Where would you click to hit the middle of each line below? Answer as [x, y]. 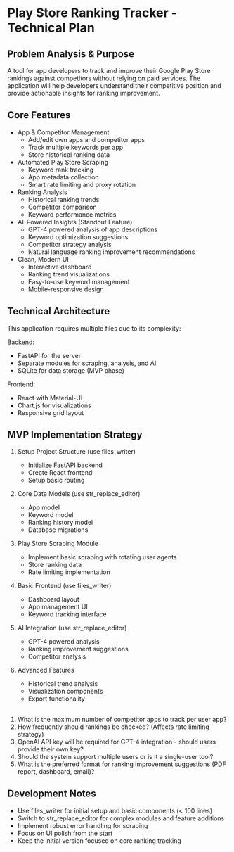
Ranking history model [60, 523]
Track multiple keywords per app [76, 147]
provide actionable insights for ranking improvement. [84, 93]
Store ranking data [55, 565]
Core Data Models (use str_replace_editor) [79, 494]
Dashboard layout [53, 599]
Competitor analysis [57, 656]
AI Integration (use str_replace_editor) [72, 628]
